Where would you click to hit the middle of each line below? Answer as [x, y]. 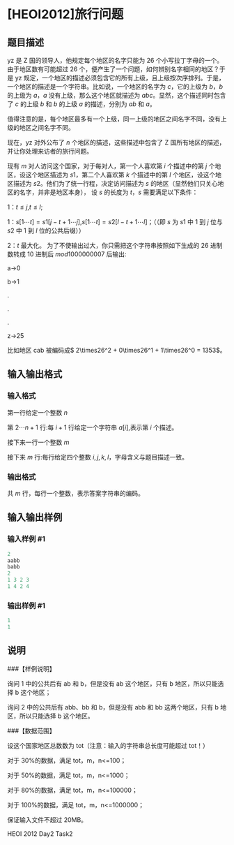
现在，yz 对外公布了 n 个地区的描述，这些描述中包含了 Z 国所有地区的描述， [116, 142]
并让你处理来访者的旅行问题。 [50, 151]
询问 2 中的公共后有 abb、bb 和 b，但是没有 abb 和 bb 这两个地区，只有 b [113, 707]
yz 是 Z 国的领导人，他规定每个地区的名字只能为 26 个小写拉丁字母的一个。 [115, 60]
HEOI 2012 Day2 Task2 [40, 833]
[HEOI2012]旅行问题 [65, 14]
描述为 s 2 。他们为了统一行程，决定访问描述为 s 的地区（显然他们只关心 [115, 183]
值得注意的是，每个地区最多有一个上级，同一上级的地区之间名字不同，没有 [114, 119]
